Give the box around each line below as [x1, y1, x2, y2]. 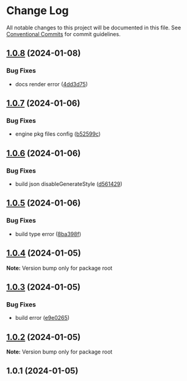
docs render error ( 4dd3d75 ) [15, 80, 88, 87]
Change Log [6, 4, 69, 18]
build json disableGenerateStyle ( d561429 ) [15, 180, 123, 187]
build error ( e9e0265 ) [15, 314, 70, 322]
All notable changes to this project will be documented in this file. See [6, 24, 182, 31]
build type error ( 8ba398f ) [15, 230, 82, 237]
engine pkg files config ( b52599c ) [15, 130, 101, 138]
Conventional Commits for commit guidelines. [6, 30, 121, 37]
